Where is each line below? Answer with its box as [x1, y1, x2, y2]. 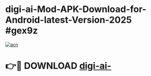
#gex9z [5, 25, 38, 36]
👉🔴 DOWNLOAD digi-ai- [5, 60, 111, 71]
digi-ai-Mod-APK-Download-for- [5, 4, 147, 15]
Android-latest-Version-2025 [5, 14, 132, 26]
